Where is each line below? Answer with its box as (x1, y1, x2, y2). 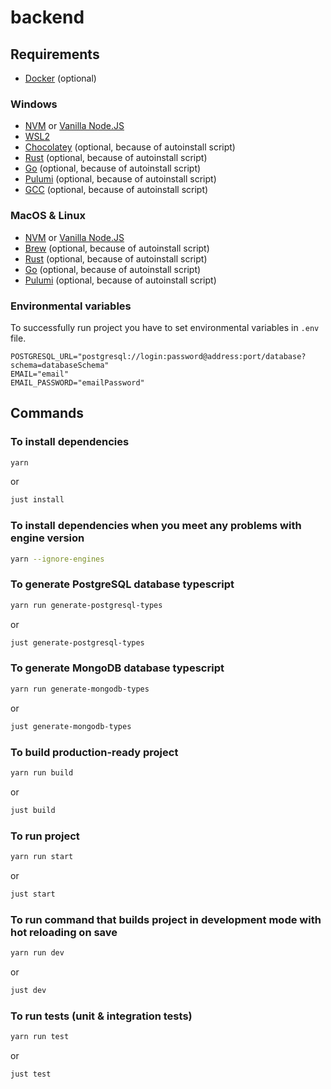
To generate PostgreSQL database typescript (10, 577, 235, 591)
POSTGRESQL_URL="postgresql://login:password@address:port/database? (10, 351, 307, 361)
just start (10, 889, 56, 899)
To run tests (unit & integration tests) (10, 1009, 193, 1023)
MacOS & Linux (10, 209, 86, 223)
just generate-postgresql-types (10, 637, 145, 648)
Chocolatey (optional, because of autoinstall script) (24, 141, 236, 153)
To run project (10, 829, 80, 843)
